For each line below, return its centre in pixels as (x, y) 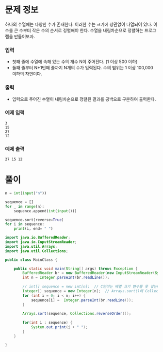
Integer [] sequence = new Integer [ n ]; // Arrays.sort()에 (83, 291)
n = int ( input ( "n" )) (26, 193)
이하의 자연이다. (27, 74)
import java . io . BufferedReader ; (38, 238)
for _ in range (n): (25, 207)
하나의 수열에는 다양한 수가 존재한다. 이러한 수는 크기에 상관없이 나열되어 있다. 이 (81, 24)
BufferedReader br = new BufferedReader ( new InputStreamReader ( (89, 273)
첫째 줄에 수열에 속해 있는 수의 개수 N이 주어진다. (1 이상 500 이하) (75, 62)
